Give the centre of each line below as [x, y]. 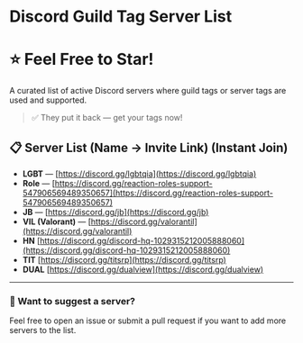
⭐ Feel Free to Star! [82, 59]
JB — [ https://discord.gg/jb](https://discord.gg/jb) [115, 212]
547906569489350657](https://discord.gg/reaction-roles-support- [147, 193]
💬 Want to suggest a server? [72, 301]
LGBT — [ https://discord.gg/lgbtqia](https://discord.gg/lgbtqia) [139, 174]
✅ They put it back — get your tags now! [107, 118]
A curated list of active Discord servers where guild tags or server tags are [148, 91]
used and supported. [48, 100]
